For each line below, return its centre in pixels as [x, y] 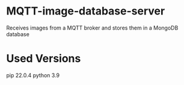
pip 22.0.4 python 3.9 [33, 75]
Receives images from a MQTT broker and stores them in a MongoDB [92, 28]
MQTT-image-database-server [86, 11]
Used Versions [44, 59]
